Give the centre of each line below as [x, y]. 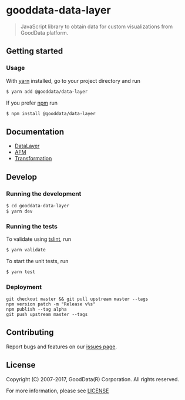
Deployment [24, 287]
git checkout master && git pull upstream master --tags [77, 299]
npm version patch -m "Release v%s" [51, 304]
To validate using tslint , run [39, 239]
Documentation [35, 132]
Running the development [44, 193]
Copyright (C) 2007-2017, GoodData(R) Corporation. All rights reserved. [93, 379]
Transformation [33, 159]
